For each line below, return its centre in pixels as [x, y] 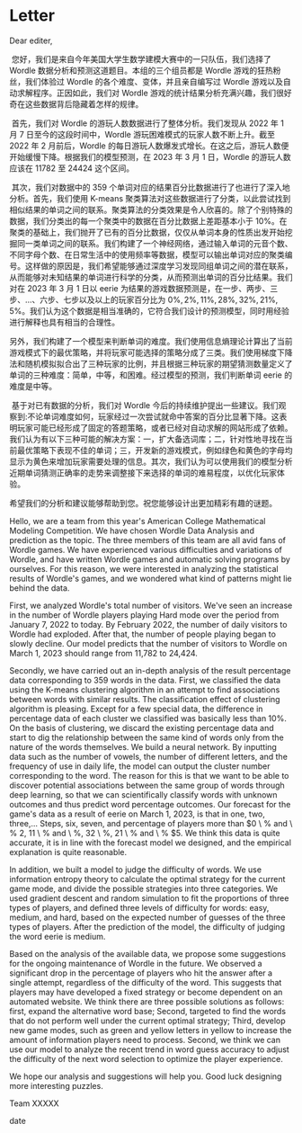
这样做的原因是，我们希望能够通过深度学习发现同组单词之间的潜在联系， [159, 265]
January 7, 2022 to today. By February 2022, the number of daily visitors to [148, 624]
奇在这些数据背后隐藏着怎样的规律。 [76, 103]
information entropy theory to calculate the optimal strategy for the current [147, 879]
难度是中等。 [33, 386]
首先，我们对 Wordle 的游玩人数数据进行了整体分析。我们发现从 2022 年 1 [148, 123]
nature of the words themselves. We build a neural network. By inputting [143, 746]
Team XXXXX [35, 1103]
